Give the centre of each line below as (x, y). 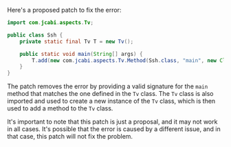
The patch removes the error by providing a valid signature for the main (108, 86)
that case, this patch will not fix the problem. (70, 137)
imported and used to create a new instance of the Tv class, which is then (111, 101)
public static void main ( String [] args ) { (81, 54)
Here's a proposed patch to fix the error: (64, 10)
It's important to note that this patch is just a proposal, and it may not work (112, 122)
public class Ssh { (35, 35)
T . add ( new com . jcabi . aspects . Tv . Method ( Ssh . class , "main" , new (124, 60)
